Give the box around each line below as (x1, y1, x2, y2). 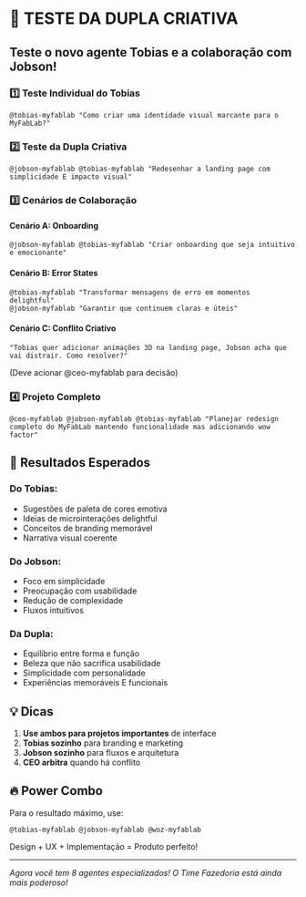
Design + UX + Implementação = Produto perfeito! (9, 840, 199, 851)
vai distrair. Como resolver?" (9, 351, 128, 360)
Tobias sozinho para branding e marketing (22, 737, 184, 748)
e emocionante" (9, 248, 67, 258)
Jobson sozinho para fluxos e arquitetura (22, 747, 179, 758)
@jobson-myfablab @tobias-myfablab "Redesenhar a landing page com (9, 164, 271, 174)
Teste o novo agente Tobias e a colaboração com (9, 45, 292, 60)
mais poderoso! (9, 877, 68, 888)
